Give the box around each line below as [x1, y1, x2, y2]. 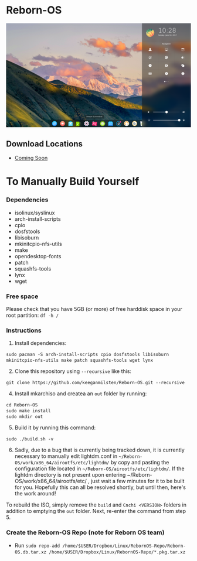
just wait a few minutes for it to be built [90, 478, 185, 485]
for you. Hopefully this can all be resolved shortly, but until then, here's [14, 484, 186, 491]
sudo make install [6, 408, 51, 414]
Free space [6, 292, 39, 300]
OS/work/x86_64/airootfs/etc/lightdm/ [14, 460, 110, 466]
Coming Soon [14, 155, 48, 162]
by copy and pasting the [110, 459, 169, 466]
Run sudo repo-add [14, 542, 60, 549]
